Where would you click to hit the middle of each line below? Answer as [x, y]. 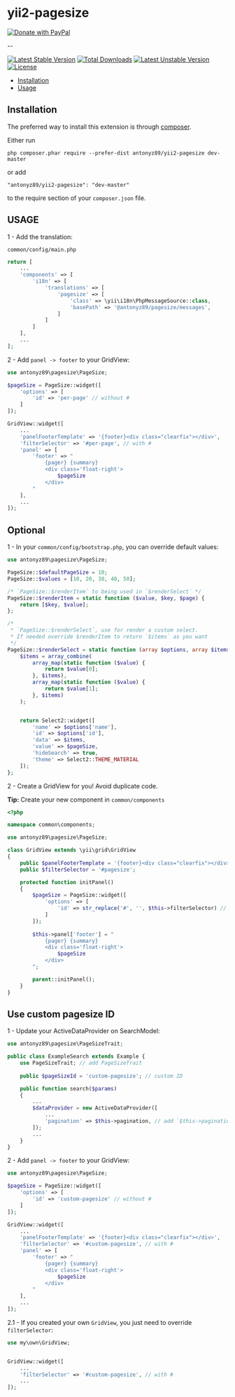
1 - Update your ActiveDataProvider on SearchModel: [84, 1031]
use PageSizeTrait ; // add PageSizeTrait [81, 1063]
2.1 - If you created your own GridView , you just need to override [100, 1322]
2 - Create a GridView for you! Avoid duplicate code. [83, 786]
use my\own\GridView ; [39, 1342]
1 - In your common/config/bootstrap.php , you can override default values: [113, 547]
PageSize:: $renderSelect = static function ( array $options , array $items [119, 650]
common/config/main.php [42, 250]
